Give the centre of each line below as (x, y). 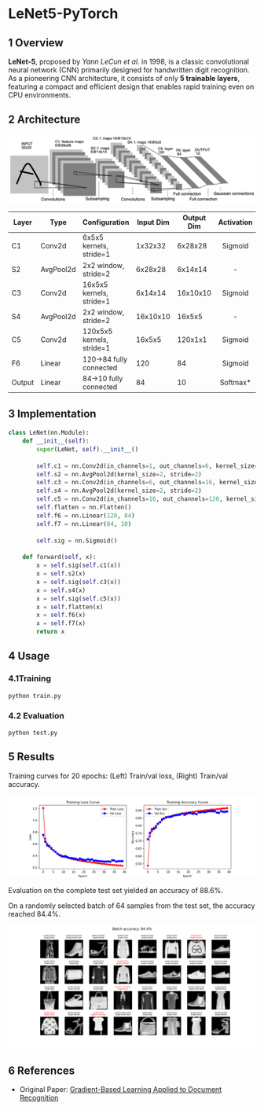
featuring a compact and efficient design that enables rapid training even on (131, 86)
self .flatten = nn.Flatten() (84, 508)
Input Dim (153, 222)
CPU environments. (40, 95)
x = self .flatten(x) (70, 607)
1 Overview (36, 43)
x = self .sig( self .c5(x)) (79, 598)
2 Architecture (44, 120)
